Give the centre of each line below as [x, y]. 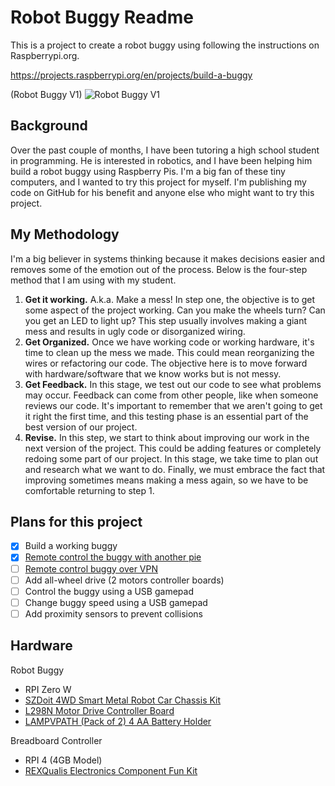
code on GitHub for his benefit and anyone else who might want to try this [162, 192]
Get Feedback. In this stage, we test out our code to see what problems [173, 384]
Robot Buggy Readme [102, 17]
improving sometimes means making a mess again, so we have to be [166, 480]
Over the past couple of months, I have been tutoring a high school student [165, 150]
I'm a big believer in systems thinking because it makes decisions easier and [167, 258]
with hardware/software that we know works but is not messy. [153, 373]
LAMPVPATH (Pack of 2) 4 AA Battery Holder [118, 721]
